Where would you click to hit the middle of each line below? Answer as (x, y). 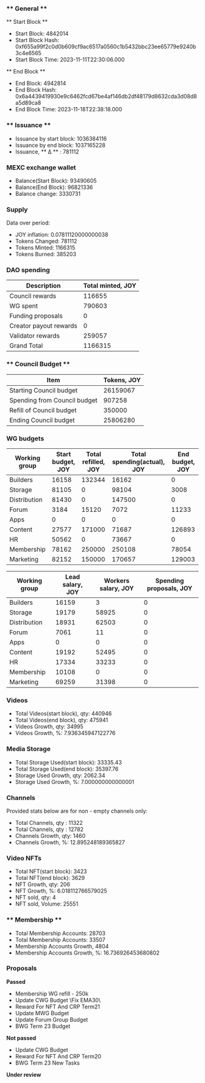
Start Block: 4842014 (42, 34)
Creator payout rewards (43, 326)
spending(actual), (138, 462)
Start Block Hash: (37, 40)
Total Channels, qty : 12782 (49, 829)
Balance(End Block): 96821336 (54, 187)
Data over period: (28, 223)
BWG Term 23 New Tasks (48, 1063)
